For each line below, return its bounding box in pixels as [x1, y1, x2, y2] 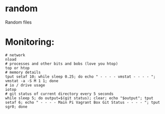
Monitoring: [5, 36, 55, 48]
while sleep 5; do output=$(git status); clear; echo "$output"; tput [5, 95, 154, 101]
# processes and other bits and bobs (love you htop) [5, 61, 119, 66]
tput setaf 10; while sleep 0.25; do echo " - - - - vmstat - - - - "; [5, 74, 156, 79]
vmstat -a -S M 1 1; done [5, 78, 58, 84]
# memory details [5, 70, 41, 75]
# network [5, 53, 26, 57]
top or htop [5, 65, 30, 70]
